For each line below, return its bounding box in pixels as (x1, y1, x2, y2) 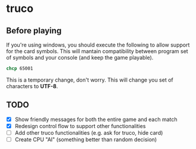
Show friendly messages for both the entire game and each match (14, 116, 178, 123)
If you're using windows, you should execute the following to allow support (6, 41, 190, 48)
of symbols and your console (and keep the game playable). (6, 54, 154, 61)
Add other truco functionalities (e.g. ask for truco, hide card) (14, 129, 163, 136)
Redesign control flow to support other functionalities (14, 122, 146, 129)
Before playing (6, 26, 62, 36)
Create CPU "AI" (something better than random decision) (14, 136, 157, 143)
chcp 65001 (6, 66, 33, 72)
